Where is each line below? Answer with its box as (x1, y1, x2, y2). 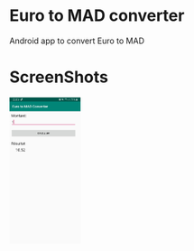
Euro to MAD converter (9, 5, 185, 26)
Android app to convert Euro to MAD (9, 35, 145, 46)
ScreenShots (9, 67, 108, 88)
